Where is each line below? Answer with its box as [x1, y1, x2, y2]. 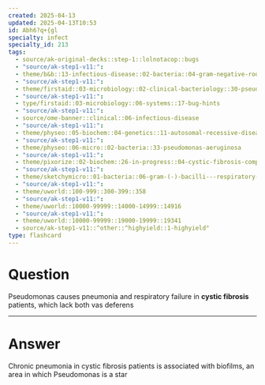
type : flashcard [8, 232, 62, 240]
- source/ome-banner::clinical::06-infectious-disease [15, 114, 200, 122]
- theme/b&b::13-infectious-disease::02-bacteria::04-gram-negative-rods [15, 70, 263, 78]
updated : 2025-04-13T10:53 [8, 19, 97, 27]
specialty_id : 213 [8, 41, 69, 49]
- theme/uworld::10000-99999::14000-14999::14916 [15, 202, 181, 210]
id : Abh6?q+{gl [8, 26, 58, 34]
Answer [8, 335, 61, 353]
